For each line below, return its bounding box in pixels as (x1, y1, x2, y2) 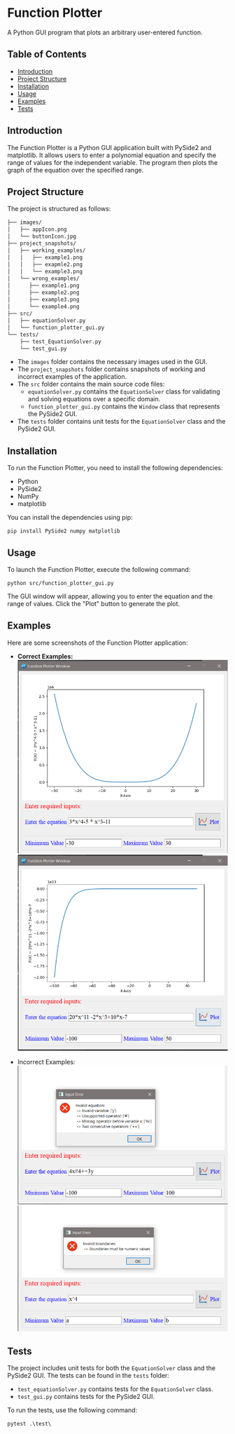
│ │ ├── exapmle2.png (7, 261, 83, 268)
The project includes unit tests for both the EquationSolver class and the (7, 1364, 216, 1372)
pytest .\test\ (7, 1421, 52, 1428)
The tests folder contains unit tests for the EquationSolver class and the (17, 417, 226, 426)
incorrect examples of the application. (17, 373, 127, 381)
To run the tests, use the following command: (7, 1406, 138, 1414)
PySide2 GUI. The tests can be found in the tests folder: (7, 1372, 170, 1380)
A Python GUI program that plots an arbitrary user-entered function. (7, 28, 203, 36)
